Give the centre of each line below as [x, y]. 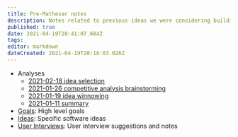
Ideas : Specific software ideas [62, 118]
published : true [31, 27]
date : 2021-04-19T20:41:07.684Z [55, 34]
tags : [15, 40]
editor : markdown [33, 47]
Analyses [31, 73]
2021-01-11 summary [58, 103]
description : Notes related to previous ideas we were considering [109, 20]
